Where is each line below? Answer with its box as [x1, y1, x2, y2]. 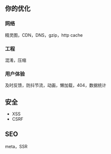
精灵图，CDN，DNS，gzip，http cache [5, 32, 83, 38]
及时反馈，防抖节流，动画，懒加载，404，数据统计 [5, 83, 106, 88]
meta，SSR [5, 143, 28, 149]
